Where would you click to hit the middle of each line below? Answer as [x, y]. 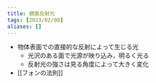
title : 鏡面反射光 [31, 13]
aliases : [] [24, 26]
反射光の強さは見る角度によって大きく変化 [88, 64]
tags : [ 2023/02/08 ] [35, 20]
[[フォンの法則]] [40, 73]
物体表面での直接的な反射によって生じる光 [78, 47]
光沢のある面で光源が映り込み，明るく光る [88, 55]
